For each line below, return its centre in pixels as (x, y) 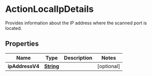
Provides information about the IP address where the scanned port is (76, 23)
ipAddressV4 (23, 66)
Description (78, 58)
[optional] (109, 66)
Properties (22, 44)
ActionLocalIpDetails (49, 9)
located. (13, 28)
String (52, 66)
